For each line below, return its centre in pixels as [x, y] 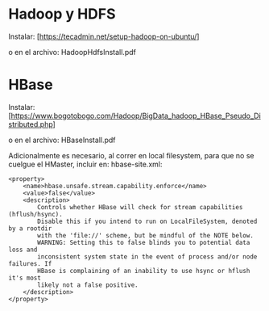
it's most [25, 278]
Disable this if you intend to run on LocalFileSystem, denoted [147, 221]
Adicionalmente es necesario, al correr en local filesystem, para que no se [131, 155]
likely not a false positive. [88, 285]
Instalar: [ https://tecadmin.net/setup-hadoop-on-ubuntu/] [104, 36]
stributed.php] [32, 124]
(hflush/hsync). [35, 214]
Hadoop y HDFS [62, 14]
